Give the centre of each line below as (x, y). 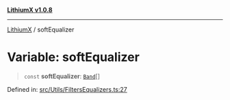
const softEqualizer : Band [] (62, 76)
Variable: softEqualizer (74, 57)
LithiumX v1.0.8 (30, 10)
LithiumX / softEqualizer (41, 29)
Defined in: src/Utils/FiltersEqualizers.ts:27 (67, 89)
